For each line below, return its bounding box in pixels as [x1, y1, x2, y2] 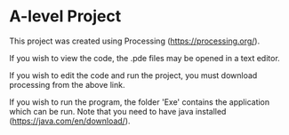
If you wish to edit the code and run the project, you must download [9, 69, 258, 81]
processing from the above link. [9, 79, 125, 90]
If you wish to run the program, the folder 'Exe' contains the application [9, 96, 270, 107]
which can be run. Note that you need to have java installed [9, 106, 227, 116]
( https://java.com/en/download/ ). [9, 115, 131, 126]
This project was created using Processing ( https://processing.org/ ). [9, 36, 261, 46]
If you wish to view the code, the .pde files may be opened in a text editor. [9, 52, 280, 63]
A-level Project [9, 6, 122, 27]
